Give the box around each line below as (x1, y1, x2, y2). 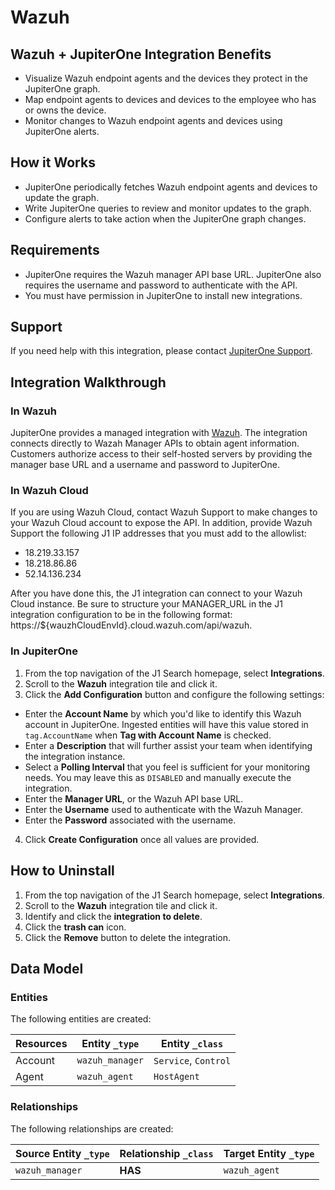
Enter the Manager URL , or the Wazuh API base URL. (24, 792, 244, 805)
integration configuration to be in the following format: (10, 609, 233, 621)
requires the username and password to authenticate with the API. (24, 279, 298, 291)
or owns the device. (24, 104, 107, 116)
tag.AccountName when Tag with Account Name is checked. (24, 729, 272, 741)
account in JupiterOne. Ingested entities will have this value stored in (24, 718, 309, 730)
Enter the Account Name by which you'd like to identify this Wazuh (24, 707, 302, 720)
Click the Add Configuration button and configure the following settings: (24, 688, 325, 700)
